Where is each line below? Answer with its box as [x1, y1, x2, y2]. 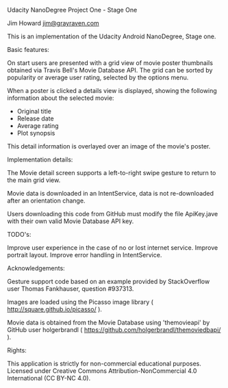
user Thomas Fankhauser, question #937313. [7, 285, 134, 293]
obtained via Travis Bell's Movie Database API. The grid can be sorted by [7, 66, 213, 74]
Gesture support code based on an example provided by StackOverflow [7, 277, 210, 285]
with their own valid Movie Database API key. [7, 217, 134, 225]
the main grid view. [7, 176, 61, 184]
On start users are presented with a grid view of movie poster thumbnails [7, 59, 214, 67]
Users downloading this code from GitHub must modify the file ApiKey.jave [7, 210, 218, 218]
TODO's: [7, 231, 31, 238]
